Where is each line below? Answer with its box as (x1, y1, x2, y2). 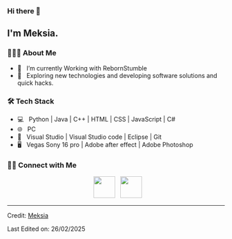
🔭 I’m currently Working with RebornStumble (17, 64, 147, 72)
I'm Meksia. (7, 28, 59, 39)
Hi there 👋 (7, 6, 41, 16)
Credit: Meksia (7, 211, 49, 220)
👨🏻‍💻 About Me (7, 48, 57, 58)
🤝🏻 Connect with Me (7, 160, 77, 170)
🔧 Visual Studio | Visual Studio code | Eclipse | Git (17, 133, 162, 141)
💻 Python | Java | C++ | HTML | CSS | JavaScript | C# (17, 115, 176, 123)
